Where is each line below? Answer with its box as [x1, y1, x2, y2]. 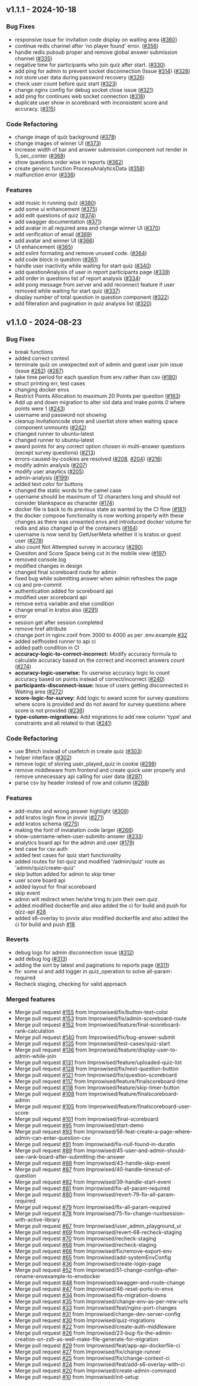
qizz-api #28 [14, 908, 46, 915]
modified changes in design [14, 562, 83, 569]
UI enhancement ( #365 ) [14, 243, 73, 250]
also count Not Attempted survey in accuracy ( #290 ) [14, 543, 144, 550]
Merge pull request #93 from [14, 1128, 86, 1136]
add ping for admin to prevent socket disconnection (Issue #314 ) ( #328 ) [14, 67, 191, 75]
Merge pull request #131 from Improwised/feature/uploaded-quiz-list [14, 1059, 182, 1066]
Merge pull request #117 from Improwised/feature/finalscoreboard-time [14, 1078, 188, 1085]
